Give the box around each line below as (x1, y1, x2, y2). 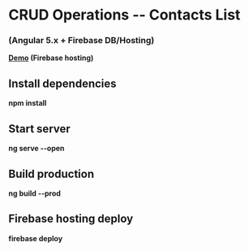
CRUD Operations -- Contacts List (8, 6, 241, 24)
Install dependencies (8, 76, 117, 90)
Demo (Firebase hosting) (8, 53, 94, 63)
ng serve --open (8, 144, 65, 154)
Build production (8, 167, 95, 180)
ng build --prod (8, 188, 61, 198)
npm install (8, 98, 47, 108)
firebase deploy (8, 233, 63, 243)
